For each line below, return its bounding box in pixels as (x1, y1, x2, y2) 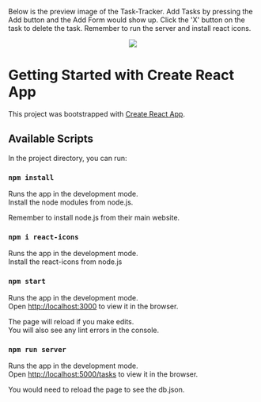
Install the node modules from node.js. (8, 197, 134, 207)
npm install (8, 173, 55, 182)
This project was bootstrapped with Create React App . (8, 109, 186, 118)
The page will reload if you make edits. (8, 316, 134, 326)
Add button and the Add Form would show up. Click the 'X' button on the (8, 15, 245, 25)
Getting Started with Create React (8, 67, 235, 84)
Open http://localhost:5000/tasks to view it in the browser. (8, 369, 199, 379)
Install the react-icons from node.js (8, 257, 123, 266)
